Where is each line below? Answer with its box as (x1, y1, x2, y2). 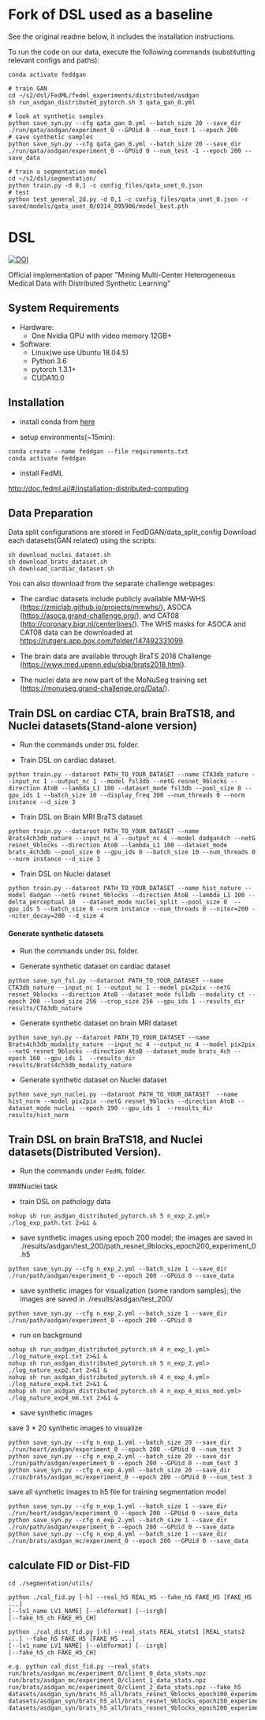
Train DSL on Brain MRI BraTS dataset (19, 813, 143, 822)
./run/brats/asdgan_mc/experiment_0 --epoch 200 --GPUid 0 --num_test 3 (8, 1473, 252, 1481)
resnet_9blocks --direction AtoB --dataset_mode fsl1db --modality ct (8, 991, 245, 998)
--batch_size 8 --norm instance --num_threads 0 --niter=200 (43, 905, 248, 913)
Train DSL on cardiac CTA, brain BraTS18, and (8, 707, 235, 720)
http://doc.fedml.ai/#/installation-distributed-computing (8, 483, 189, 493)
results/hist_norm (8, 1112, 69, 1120)
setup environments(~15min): (19, 432, 115, 441)
